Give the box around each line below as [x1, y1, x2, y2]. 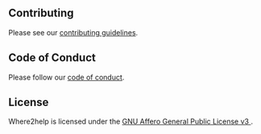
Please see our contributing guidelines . [8, 27, 139, 37]
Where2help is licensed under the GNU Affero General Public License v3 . [8, 116, 254, 127]
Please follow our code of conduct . [8, 72, 125, 82]
